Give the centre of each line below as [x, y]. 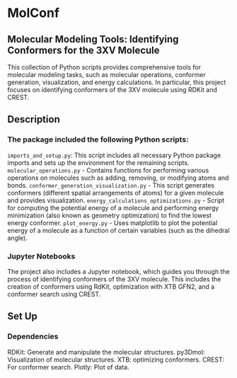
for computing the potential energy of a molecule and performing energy [113, 207]
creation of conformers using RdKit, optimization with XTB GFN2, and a [111, 286]
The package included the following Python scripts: [98, 139]
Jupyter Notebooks [41, 256]
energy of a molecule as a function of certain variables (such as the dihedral [118, 230]
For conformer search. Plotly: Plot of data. [68, 367]
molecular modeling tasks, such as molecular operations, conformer [107, 75]
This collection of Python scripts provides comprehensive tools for [104, 67]
